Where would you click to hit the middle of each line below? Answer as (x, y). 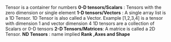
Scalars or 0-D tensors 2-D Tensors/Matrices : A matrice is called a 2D (80, 29)
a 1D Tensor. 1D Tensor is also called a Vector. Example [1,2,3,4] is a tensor (84, 18)
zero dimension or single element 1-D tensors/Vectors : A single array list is (85, 13)
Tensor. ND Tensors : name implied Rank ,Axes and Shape (68, 34)
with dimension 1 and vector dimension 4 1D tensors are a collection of (80, 23)
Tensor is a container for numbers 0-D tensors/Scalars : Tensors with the (83, 7)
